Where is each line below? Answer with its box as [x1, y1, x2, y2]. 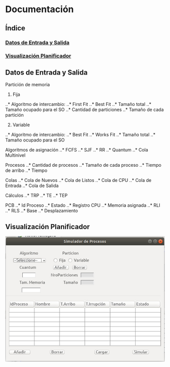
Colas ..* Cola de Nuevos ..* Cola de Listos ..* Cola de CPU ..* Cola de [5, 177, 152, 183]
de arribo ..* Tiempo [5, 167, 48, 173]
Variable [12, 122, 30, 128]
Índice [5, 24, 25, 32]
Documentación [5, 4, 74, 15]
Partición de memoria [5, 82, 50, 88]
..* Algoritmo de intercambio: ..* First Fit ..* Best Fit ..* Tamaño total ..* [5, 101, 152, 107]
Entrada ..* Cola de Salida [5, 182, 59, 189]
